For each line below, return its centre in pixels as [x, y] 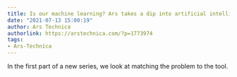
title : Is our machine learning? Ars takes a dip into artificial [107, 14]
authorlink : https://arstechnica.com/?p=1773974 [80, 33]
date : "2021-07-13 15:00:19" [50, 20]
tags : [15, 40]
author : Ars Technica [39, 27]
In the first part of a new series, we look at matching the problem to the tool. [118, 66]
